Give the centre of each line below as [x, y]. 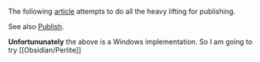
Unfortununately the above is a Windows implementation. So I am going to [130, 42]
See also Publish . [36, 26]
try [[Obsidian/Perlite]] [45, 50]
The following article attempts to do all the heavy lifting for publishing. [122, 11]
